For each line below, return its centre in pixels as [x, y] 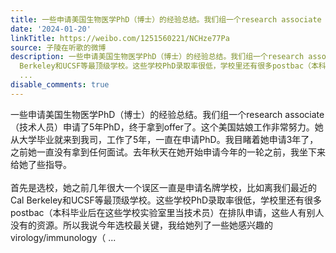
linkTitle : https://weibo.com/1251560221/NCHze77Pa [120, 38]
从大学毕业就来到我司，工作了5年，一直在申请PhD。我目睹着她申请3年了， [164, 139]
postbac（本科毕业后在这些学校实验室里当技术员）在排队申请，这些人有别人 [167, 212]
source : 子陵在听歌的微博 [58, 47]
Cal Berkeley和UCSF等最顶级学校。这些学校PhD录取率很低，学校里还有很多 [166, 200]
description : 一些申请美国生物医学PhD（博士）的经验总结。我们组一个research [157, 57]
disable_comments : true [60, 85]
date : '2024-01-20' [51, 29]
